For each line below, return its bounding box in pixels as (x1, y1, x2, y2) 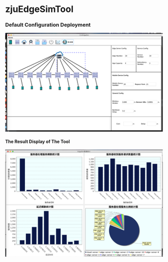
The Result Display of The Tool (5, 138, 70, 144)
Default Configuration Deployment (5, 21, 91, 28)
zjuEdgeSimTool (5, 3, 74, 15)
